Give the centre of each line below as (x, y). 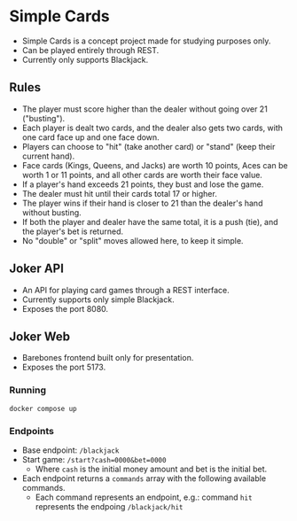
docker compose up (43, 408)
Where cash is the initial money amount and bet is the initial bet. (151, 469)
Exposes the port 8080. (65, 308)
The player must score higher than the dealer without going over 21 (145, 109)
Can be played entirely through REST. (90, 50)
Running (28, 390)
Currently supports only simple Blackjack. (98, 299)
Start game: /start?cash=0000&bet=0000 (94, 459)
